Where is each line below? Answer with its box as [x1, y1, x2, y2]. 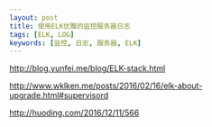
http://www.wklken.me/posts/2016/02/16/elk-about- [9, 80, 203, 91]
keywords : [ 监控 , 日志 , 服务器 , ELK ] [9, 38, 142, 48]
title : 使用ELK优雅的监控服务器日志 [9, 22, 131, 31]
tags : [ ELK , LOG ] [9, 30, 75, 39]
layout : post [9, 13, 59, 23]
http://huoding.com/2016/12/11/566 [9, 107, 140, 118]
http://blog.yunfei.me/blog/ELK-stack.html [9, 63, 166, 74]
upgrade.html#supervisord [9, 90, 109, 101]
